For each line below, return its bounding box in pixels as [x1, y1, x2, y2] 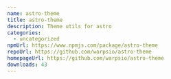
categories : [7, 29, 41, 36]
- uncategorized [13, 36, 60, 43]
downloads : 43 [7, 61, 48, 68]
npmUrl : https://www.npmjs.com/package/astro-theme [7, 42, 158, 49]
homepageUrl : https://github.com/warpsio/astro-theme [7, 55, 165, 62]
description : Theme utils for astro [7, 23, 112, 30]
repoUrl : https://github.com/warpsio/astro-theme [7, 49, 152, 56]
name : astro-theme [7, 10, 60, 17]
